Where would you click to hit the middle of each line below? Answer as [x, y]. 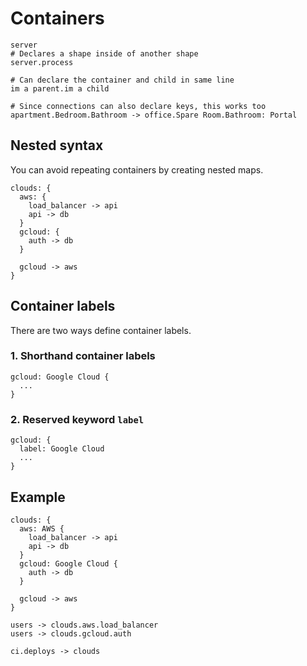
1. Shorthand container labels [83, 356]
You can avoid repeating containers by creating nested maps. [137, 169]
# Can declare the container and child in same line [122, 80]
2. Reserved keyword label [77, 419]
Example [38, 497]
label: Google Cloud [62, 449]
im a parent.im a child [60, 88]
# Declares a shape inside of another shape [104, 53]
